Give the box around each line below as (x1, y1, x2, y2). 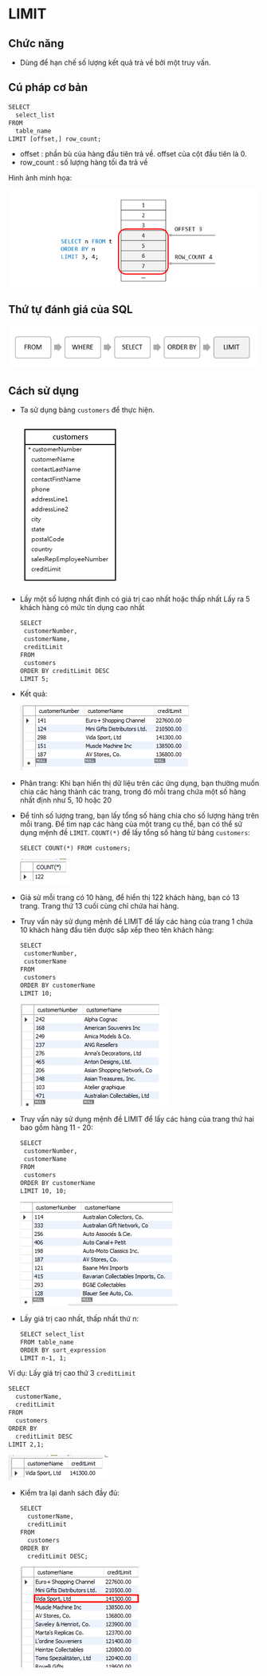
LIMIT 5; (19, 675, 49, 683)
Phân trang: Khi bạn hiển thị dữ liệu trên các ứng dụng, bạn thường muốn (19, 778, 260, 787)
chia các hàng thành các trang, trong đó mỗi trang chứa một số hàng (19, 786, 246, 796)
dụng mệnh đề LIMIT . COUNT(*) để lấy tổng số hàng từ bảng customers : (19, 827, 250, 837)
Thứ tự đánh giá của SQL (8, 303, 133, 316)
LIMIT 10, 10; (19, 1187, 67, 1195)
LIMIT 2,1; (8, 1440, 45, 1448)
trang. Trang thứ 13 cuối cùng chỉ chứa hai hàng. (19, 901, 179, 910)
